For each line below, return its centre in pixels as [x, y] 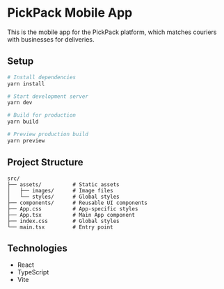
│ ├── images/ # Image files [60, 190]
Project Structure [45, 162]
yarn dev [20, 103]
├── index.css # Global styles [63, 221]
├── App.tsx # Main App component [71, 215]
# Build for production [42, 115]
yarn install [26, 84]
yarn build [23, 122]
